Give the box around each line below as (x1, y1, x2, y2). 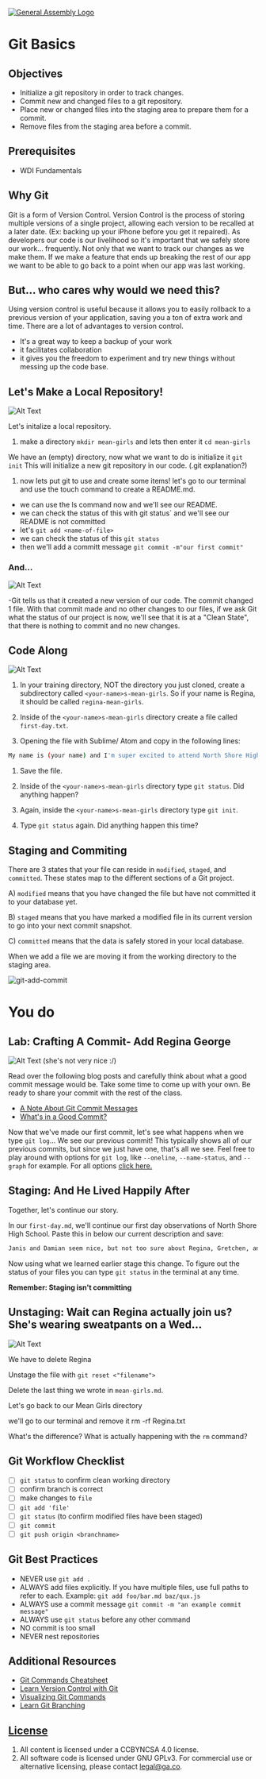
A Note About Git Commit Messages (19, 1104, 139, 1113)
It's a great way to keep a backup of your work (19, 337, 173, 346)
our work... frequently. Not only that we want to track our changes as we (8, 243, 245, 253)
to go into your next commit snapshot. (8, 921, 132, 931)
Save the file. (19, 766, 63, 776)
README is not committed (19, 517, 105, 527)
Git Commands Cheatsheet (19, 1676, 108, 1685)
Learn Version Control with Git (19, 1684, 119, 1693)
